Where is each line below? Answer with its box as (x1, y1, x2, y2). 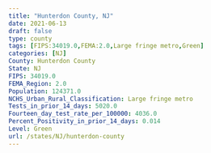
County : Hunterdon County (8, 57, 95, 66)
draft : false (8, 27, 53, 35)
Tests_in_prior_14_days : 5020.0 (8, 102, 117, 110)
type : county (8, 34, 53, 43)
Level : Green (8, 125, 53, 133)
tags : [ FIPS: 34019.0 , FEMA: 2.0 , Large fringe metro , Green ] (8, 42, 205, 50)
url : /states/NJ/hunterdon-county (8, 132, 125, 140)
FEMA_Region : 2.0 (8, 79, 67, 87)
